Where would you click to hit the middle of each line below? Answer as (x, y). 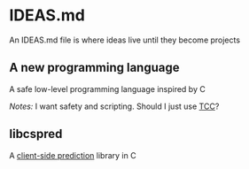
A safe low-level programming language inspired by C (107, 88)
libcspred (36, 134)
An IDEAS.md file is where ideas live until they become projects (125, 40)
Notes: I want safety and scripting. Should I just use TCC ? (114, 106)
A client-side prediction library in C (73, 155)
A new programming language (94, 68)
